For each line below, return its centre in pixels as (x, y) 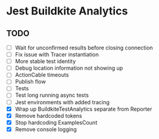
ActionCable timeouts (42, 75)
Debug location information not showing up (69, 68)
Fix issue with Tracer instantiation (57, 55)
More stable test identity (45, 61)
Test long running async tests (52, 95)
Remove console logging (46, 129)
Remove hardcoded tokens (49, 116)
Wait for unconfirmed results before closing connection (84, 48)
